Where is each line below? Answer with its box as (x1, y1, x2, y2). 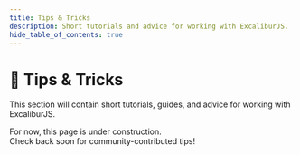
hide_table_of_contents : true (9, 30, 124, 39)
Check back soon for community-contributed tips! (9, 136, 196, 147)
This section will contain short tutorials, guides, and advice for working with (9, 99, 291, 110)
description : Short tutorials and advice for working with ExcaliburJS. (9, 22, 289, 31)
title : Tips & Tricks (9, 13, 91, 23)
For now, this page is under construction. (9, 126, 163, 137)
